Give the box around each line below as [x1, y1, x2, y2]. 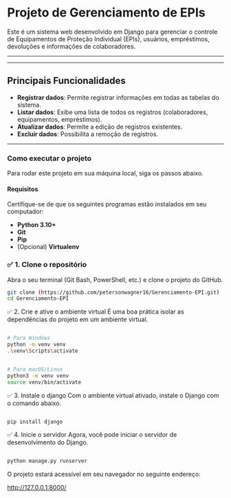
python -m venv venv [7, 341, 67, 348]
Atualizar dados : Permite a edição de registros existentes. [16, 122, 183, 131]
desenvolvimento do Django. [7, 438, 89, 446]
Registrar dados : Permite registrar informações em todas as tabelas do [16, 93, 220, 101]
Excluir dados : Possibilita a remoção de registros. [16, 129, 159, 138]
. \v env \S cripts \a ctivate [7, 347, 78, 355]
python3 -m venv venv [7, 372, 69, 379]
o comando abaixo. [7, 399, 62, 407]
